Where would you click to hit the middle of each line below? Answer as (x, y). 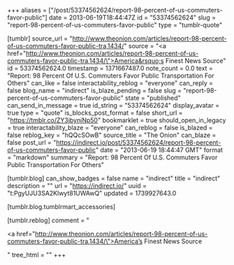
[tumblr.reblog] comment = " (48, 220)
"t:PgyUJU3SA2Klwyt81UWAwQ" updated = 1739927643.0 (92, 193)
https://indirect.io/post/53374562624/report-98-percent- (138, 142)
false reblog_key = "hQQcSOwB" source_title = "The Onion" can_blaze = (112, 135)
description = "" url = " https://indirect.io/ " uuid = (77, 186)
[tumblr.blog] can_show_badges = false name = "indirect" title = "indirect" (114, 178)
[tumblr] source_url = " (40, 38)
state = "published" (153, 98)
